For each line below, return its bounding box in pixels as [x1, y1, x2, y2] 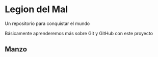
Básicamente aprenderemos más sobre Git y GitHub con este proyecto [5, 30, 153, 36]
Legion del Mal [5, 4, 68, 15]
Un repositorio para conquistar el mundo [5, 20, 90, 26]
